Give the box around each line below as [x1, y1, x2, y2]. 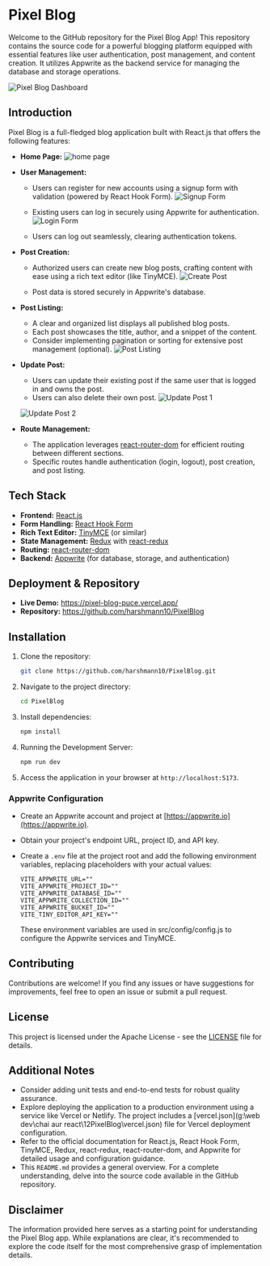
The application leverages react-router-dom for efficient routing [32, 439, 245, 449]
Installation [8, 630, 66, 644]
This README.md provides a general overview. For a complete [19, 1163, 220, 1172]
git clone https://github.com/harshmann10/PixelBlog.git [19, 667, 217, 676]
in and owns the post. [32, 384, 104, 394]
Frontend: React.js [19, 510, 83, 520]
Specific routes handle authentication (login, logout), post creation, [32, 457, 255, 466]
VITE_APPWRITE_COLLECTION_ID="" [19, 896, 129, 905]
